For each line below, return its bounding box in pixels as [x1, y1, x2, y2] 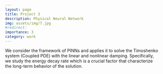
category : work [5, 35, 36, 39]
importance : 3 [5, 30, 34, 35]
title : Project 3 [5, 12, 40, 17]
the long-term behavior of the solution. [5, 63, 83, 69]
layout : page [5, 7, 32, 12]
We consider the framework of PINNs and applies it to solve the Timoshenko [5, 47, 158, 54]
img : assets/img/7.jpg [5, 20, 51, 26]
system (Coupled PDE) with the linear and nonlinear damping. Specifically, [5, 53, 154, 58]
